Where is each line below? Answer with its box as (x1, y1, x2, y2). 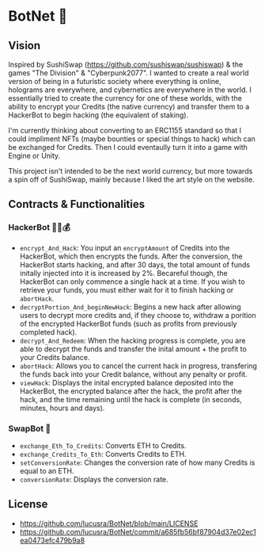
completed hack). (19, 327, 78, 336)
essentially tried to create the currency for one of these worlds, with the (8, 94, 243, 102)
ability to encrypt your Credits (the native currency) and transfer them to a (8, 102, 250, 111)
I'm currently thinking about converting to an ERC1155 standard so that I (8, 126, 242, 135)
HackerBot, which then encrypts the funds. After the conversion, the (19, 251, 243, 261)
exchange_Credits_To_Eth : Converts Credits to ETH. (19, 449, 187, 458)
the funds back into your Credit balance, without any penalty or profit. (19, 369, 248, 379)
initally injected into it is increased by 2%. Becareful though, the (19, 268, 228, 278)
